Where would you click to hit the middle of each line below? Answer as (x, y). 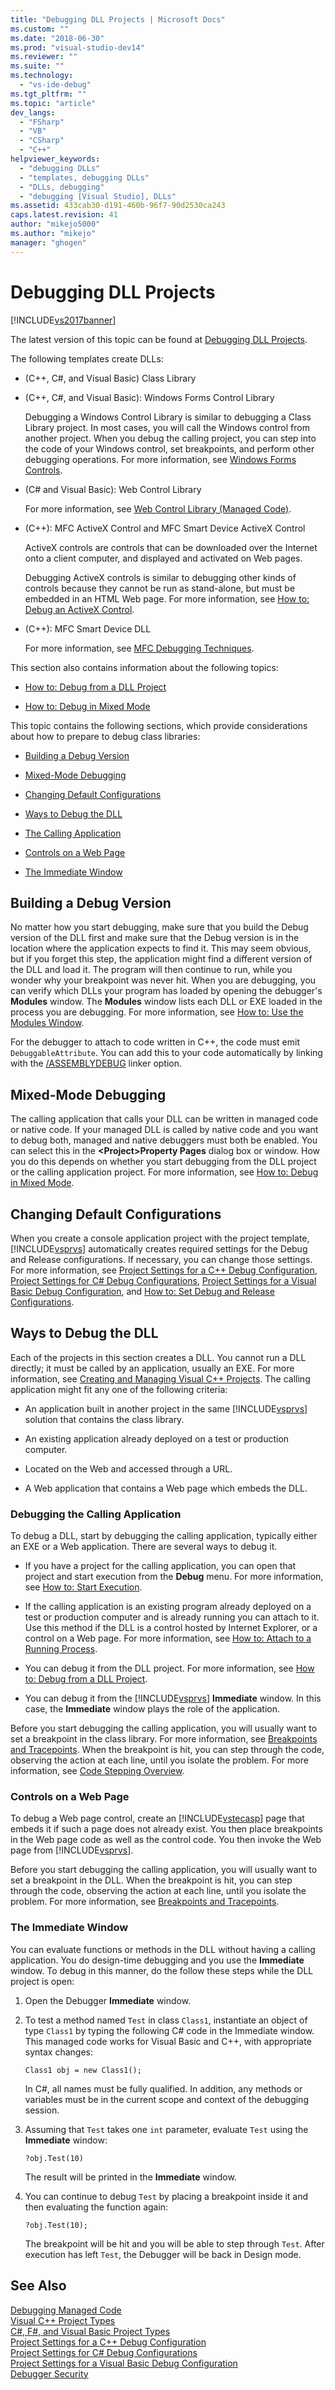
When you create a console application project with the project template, (160, 1238)
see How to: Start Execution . (83, 1587)
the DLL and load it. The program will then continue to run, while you (151, 970)
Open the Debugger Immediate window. (108, 2000)
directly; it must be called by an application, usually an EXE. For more (152, 1368)
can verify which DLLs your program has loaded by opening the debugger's (166, 991)
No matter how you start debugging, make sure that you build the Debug (159, 927)
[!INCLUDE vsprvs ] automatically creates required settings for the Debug (159, 1249)
